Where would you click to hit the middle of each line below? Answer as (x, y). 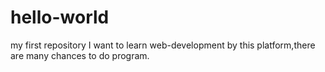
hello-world (60, 17)
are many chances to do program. (80, 55)
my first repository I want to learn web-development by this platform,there (163, 45)
